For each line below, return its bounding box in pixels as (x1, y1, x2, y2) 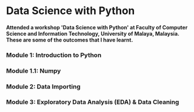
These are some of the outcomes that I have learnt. (6, 36, 133, 43)
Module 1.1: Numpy (6, 66, 61, 74)
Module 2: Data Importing (6, 82, 81, 90)
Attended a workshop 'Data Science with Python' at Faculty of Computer (6, 23, 188, 30)
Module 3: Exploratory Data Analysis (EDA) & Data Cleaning (6, 98, 179, 106)
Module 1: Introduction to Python (6, 51, 102, 59)
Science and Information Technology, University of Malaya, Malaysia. (6, 30, 179, 37)
